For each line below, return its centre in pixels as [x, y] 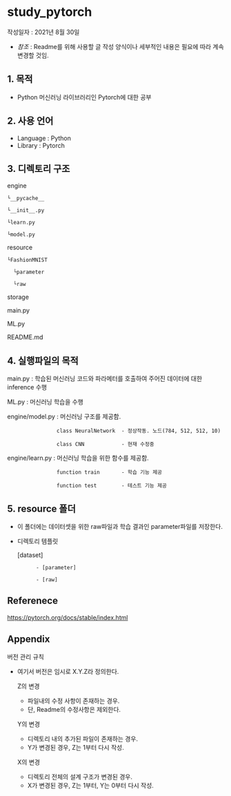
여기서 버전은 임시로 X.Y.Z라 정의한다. [68, 671]
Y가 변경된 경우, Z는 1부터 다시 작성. [76, 747]
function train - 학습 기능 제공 [109, 473]
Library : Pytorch [41, 145]
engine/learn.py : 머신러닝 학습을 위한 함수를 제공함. [78, 458]
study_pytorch [50, 12]
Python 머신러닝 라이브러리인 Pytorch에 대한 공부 [84, 97]
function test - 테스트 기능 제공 [112, 486]
